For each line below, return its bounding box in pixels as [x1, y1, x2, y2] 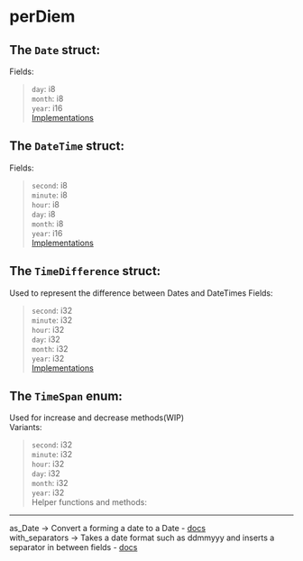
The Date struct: [9, 42, 101, 58]
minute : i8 [31, 189, 68, 200]
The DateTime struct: [9, 138, 124, 154]
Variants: [9, 422, 42, 433]
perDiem [9, 6, 76, 27]
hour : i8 [31, 198, 60, 209]
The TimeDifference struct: [9, 263, 161, 279]
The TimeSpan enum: [9, 389, 124, 404]
